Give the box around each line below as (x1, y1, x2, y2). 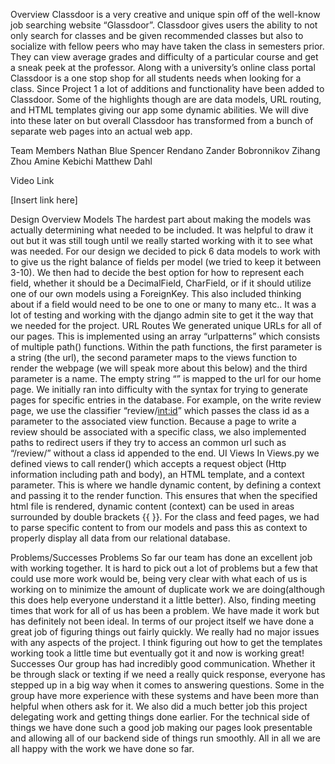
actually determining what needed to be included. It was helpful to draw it (10, 224, 314, 236)
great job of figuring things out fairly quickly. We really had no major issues (10, 626, 320, 638)
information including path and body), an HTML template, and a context (10, 469, 305, 480)
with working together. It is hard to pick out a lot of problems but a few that (10, 562, 318, 574)
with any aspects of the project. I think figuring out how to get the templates (10, 637, 323, 648)
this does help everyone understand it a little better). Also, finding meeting (10, 594, 317, 606)
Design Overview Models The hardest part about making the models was (10, 214, 312, 225)
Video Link (10, 175, 55, 186)
